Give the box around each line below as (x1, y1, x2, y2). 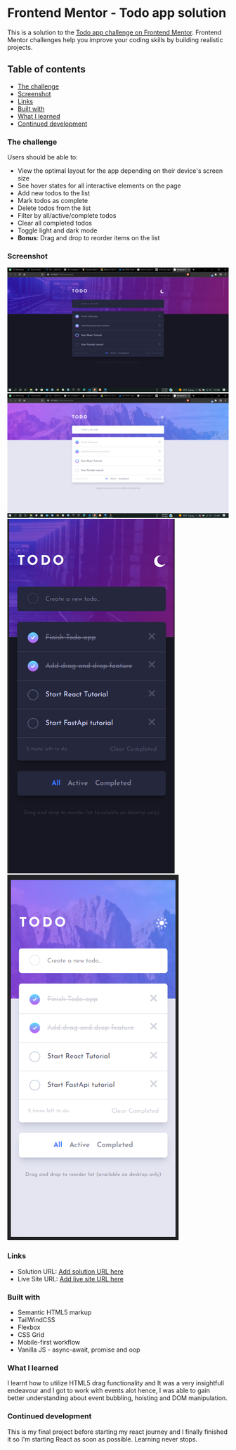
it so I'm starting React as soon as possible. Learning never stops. (7, 1435, 198, 1443)
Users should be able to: (7, 153, 79, 162)
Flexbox (17, 1323, 41, 1331)
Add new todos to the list (17, 189, 90, 197)
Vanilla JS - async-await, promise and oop (17, 1345, 140, 1354)
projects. (7, 43, 33, 51)
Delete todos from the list (17, 204, 91, 212)
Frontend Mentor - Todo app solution (7, 5, 227, 21)
